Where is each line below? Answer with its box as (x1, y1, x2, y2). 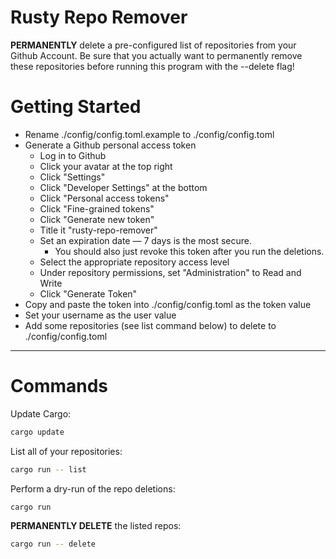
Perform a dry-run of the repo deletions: (10, 482, 176, 495)
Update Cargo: (10, 407, 72, 420)
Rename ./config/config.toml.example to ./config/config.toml (24, 128, 275, 140)
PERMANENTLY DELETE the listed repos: (10, 520, 182, 532)
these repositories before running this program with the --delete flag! (10, 60, 295, 72)
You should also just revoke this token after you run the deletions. (54, 245, 325, 257)
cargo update (10, 427, 65, 437)
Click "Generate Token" (39, 287, 138, 300)
